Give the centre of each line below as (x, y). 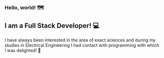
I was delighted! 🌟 (23, 50)
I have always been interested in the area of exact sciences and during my (80, 40)
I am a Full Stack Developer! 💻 (52, 26)
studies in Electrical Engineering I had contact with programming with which (82, 45)
